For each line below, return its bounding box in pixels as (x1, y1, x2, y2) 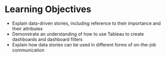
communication (12, 47, 45, 53)
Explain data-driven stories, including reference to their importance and (12, 20, 161, 26)
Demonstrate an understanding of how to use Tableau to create (12, 31, 144, 37)
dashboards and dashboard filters (12, 36, 83, 42)
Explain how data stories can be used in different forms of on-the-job (12, 41, 156, 47)
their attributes (12, 25, 43, 31)
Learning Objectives (5, 4, 91, 15)
